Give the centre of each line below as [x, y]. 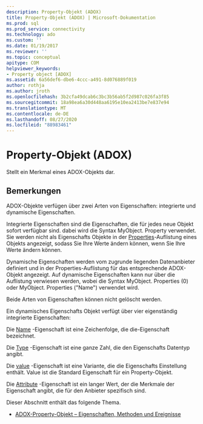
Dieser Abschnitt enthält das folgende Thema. [64, 402]
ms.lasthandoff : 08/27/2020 [42, 119]
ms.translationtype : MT [36, 108]
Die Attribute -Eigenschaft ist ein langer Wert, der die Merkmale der [90, 384]
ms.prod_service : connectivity [46, 29]
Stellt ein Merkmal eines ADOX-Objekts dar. [61, 172]
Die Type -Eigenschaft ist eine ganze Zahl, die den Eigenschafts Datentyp [98, 347]
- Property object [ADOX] [39, 74]
